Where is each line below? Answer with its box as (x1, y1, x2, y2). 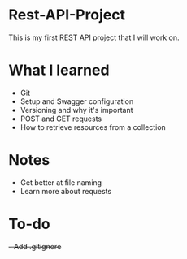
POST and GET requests (20, 114, 102, 123)
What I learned (8, 61, 110, 80)
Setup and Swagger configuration (20, 96, 134, 106)
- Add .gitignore (8, 241, 62, 251)
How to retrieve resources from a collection (20, 122, 167, 132)
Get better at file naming (20, 177, 102, 188)
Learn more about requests (20, 186, 112, 196)
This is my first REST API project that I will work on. (8, 32, 180, 42)
